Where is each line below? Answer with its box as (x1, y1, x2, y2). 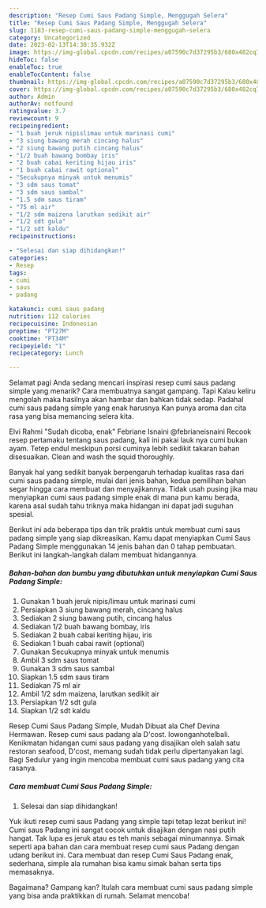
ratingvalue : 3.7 (9, 108, 66, 116)
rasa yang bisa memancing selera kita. (9, 412, 134, 421)
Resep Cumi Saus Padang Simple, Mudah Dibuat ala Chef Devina (9, 721, 220, 731)
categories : (9, 254, 48, 262)
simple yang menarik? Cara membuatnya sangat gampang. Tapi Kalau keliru (9, 386, 256, 396)
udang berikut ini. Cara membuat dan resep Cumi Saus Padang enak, (9, 850, 234, 860)
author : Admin (9, 93, 56, 101)
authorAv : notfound (9, 100, 73, 108)
